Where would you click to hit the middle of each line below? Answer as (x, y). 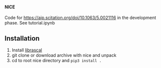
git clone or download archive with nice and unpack (64, 55)
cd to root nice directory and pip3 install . (56, 61)
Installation (22, 38)
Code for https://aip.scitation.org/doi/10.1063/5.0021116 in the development (80, 18)
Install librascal (27, 50)
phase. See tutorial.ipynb (30, 23)
